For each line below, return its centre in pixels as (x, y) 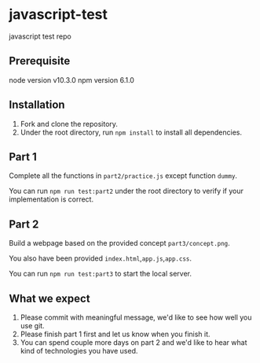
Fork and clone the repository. (69, 124)
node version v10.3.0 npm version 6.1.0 (71, 80)
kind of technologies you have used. (79, 351)
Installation (37, 105)
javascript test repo (40, 36)
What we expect (49, 298)
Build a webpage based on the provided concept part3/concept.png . (119, 243)
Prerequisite (40, 61)
